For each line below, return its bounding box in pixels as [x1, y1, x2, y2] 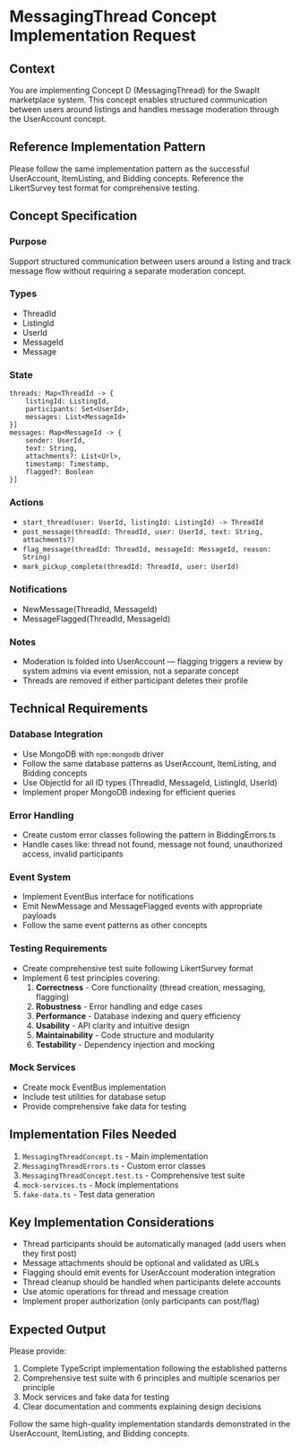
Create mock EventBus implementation [21, 1082, 167, 1093]
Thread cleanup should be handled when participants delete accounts [21, 1277, 281, 1287]
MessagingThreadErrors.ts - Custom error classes [21, 1160, 206, 1171]
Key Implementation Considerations [9, 1215, 215, 1231]
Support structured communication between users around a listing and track [9, 256, 292, 267]
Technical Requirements [9, 701, 149, 716]
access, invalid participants [21, 848, 124, 859]
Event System [9, 871, 72, 883]
